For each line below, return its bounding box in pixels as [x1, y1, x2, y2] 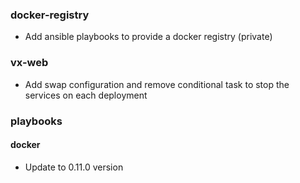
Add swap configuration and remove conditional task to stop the [24, 78, 290, 90]
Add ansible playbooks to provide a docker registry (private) [24, 31, 273, 43]
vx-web [10, 56, 49, 70]
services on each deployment [24, 89, 148, 101]
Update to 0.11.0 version [24, 161, 124, 173]
